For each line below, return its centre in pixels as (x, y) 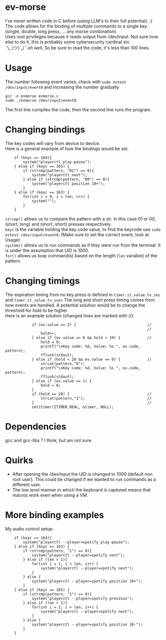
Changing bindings (45, 130)
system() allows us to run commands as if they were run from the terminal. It (83, 245)
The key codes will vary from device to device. (53, 143)
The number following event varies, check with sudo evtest (66, 82)
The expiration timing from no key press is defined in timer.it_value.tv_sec (83, 295)
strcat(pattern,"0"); (63, 364)
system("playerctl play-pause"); (57, 162)
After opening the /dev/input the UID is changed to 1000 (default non (82, 474)
